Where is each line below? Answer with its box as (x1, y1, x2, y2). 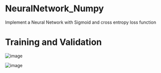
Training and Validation (5, 36, 102, 48)
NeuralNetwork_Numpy (5, 3, 104, 14)
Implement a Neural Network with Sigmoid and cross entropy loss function (5, 19, 157, 25)
